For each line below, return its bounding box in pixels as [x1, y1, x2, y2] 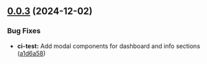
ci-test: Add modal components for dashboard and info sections [17, 41, 201, 50]
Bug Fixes [7, 26, 41, 36]
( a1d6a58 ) [17, 49, 46, 57]
